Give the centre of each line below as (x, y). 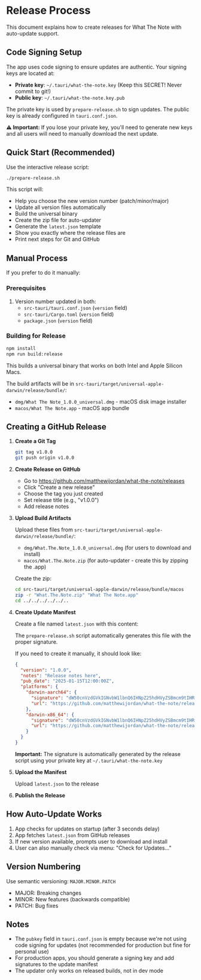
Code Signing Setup (44, 53)
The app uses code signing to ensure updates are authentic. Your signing (97, 67)
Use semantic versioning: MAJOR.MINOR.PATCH (61, 881)
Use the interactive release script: (48, 167)
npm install (21, 348)
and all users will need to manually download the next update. (82, 133)
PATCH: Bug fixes (36, 906)
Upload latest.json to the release (57, 784)
